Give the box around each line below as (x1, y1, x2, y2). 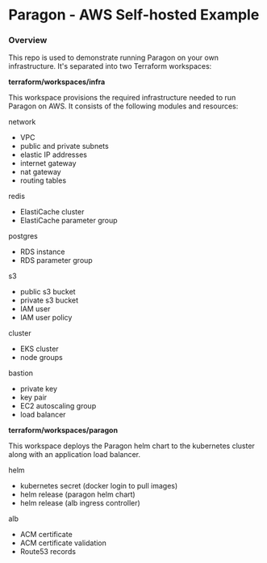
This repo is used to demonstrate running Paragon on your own (8, 53, 219, 62)
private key (19, 384, 58, 394)
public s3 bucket (19, 287, 76, 297)
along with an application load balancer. (8, 450, 141, 459)
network (8, 117, 36, 127)
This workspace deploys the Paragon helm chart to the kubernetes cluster (8, 441, 256, 451)
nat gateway (19, 167, 62, 177)
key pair (19, 392, 48, 402)
